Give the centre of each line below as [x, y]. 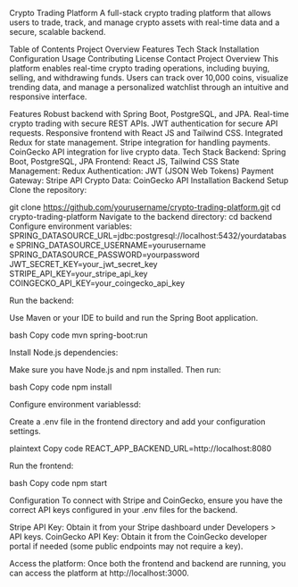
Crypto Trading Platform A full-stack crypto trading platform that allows [141, 13]
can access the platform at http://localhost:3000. [99, 573]
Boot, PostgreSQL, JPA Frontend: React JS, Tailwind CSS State [124, 161]
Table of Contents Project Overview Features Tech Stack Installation [134, 49]
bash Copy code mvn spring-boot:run [79, 335]
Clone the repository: [48, 190]
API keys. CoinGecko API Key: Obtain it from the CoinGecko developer [138, 537]
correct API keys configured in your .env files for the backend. [124, 510]
